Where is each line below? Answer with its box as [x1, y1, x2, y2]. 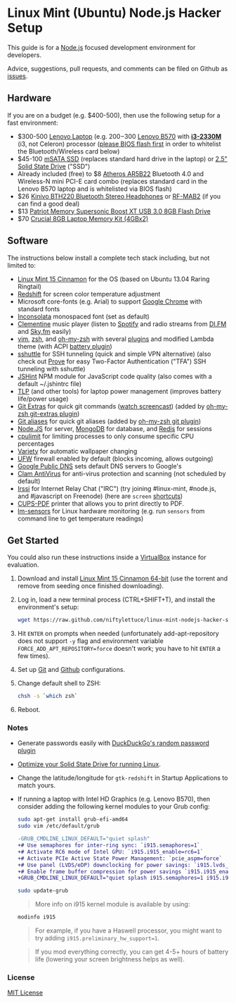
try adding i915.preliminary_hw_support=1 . [34, 934, 160, 942]
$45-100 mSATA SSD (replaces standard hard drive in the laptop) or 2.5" [17, 154, 228, 163]
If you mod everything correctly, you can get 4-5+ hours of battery [34, 947, 229, 956]
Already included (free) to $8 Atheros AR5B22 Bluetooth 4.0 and [17, 169, 204, 177]
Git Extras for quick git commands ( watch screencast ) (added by [17, 401, 205, 410]
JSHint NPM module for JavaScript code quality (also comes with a [17, 372, 212, 380]
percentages [17, 439, 55, 448]
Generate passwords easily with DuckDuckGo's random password [17, 739, 209, 747]
